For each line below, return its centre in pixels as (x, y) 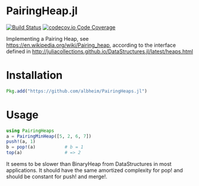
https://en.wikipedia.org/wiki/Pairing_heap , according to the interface (91, 45)
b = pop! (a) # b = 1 (45, 147)
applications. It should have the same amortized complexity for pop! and (94, 171)
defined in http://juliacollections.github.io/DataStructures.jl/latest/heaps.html (99, 51)
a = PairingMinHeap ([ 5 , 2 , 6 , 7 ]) (49, 136)
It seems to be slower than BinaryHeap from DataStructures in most (89, 164)
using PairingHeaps (30, 131)
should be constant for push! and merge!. (57, 177)
